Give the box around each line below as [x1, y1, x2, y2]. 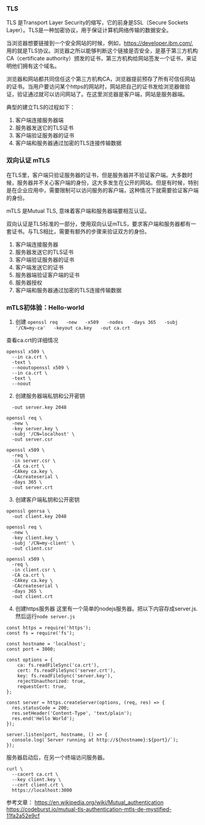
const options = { [6, 657, 53, 663]
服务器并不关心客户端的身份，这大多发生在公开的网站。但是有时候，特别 [16, 179, 199, 186]
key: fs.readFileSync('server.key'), [17, 672, 113, 679]
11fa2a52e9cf [6, 812, 40, 819]
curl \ [6, 766, 23, 772]
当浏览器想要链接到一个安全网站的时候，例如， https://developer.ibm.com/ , [6, 40, 194, 47]
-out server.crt [12, 484, 53, 491]
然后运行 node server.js [15, 612, 76, 620]
